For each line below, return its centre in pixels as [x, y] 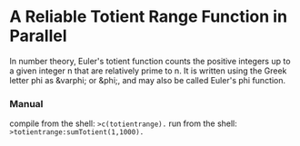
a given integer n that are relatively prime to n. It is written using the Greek [148, 71]
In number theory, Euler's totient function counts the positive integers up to [150, 61]
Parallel [38, 36]
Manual [26, 103]
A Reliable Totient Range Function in [149, 17]
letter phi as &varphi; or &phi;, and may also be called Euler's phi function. [148, 80]
